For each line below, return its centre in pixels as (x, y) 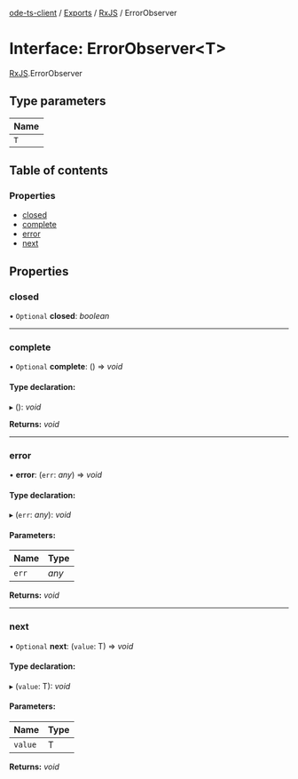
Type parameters (58, 101)
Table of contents (59, 171)
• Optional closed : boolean (59, 316)
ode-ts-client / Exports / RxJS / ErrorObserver (93, 13)
